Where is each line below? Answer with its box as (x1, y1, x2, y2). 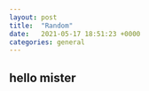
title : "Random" (9, 21, 74, 30)
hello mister (9, 70, 76, 85)
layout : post (9, 12, 58, 22)
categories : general (9, 37, 86, 47)
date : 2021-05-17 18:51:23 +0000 (9, 29, 141, 38)
